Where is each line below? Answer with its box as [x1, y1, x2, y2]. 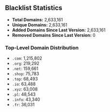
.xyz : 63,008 [12, 86, 38, 92]
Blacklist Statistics [5, 4, 63, 12]
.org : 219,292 [12, 61, 40, 66]
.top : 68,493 [12, 76, 38, 82]
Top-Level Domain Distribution [5, 44, 79, 51]
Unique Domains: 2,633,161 [12, 22, 68, 28]
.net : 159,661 [12, 65, 39, 72]
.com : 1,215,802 [12, 55, 43, 61]
